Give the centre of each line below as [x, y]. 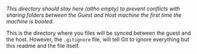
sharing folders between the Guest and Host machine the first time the [94, 15]
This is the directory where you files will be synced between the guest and [98, 33]
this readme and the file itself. [43, 46]
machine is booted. [30, 21]
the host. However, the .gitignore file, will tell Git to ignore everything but [98, 39]
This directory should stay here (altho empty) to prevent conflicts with [93, 9]
